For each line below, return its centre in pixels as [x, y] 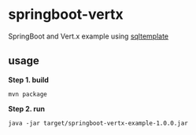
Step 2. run [27, 108]
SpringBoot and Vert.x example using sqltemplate [89, 36]
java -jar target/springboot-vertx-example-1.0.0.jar [98, 123]
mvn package [28, 94]
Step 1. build [29, 79]
